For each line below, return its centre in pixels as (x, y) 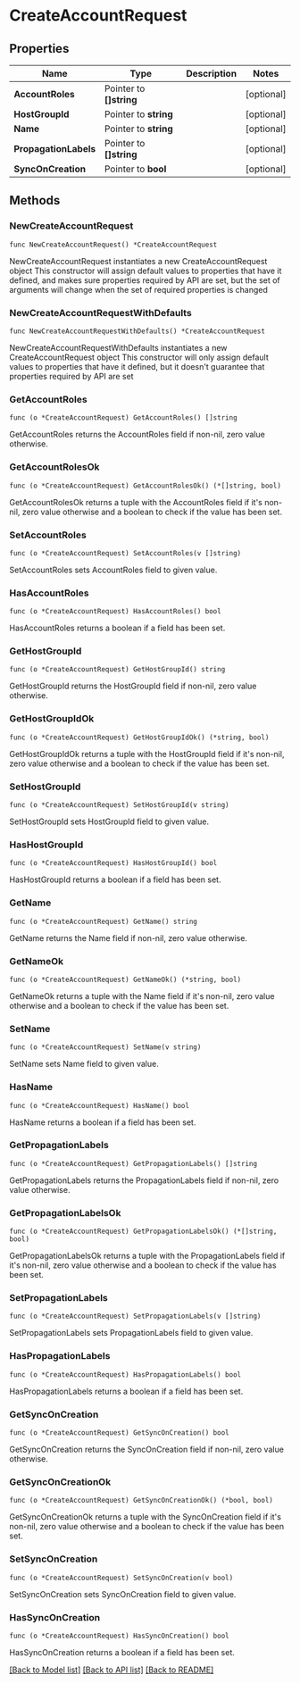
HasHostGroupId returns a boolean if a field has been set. (115, 879)
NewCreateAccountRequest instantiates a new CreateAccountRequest (138, 261)
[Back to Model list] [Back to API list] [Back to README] (112, 1670)
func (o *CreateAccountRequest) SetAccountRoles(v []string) (125, 553)
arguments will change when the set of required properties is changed (138, 289)
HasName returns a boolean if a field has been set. (103, 1122)
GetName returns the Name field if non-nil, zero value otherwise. (129, 937)
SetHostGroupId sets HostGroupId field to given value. (109, 821)
